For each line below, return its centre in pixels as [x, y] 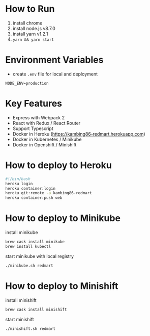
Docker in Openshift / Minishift [44, 145]
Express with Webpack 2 [39, 117]
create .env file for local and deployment [55, 74]
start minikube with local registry [40, 256]
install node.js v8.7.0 [34, 28]
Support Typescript [33, 128]
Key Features [34, 104]
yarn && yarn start [33, 40]
